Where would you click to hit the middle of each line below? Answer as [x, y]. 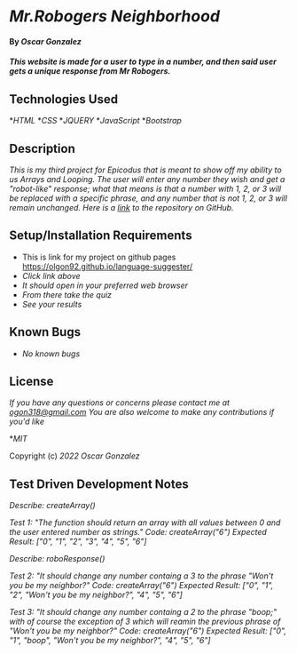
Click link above [51, 275]
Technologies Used [63, 99]
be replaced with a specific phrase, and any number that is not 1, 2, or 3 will [148, 198]
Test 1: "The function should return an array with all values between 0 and [145, 522]
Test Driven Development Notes [99, 484]
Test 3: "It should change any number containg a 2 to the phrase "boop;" [143, 612]
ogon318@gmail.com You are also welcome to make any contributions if [142, 412]
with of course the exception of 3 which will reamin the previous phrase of [145, 622]
